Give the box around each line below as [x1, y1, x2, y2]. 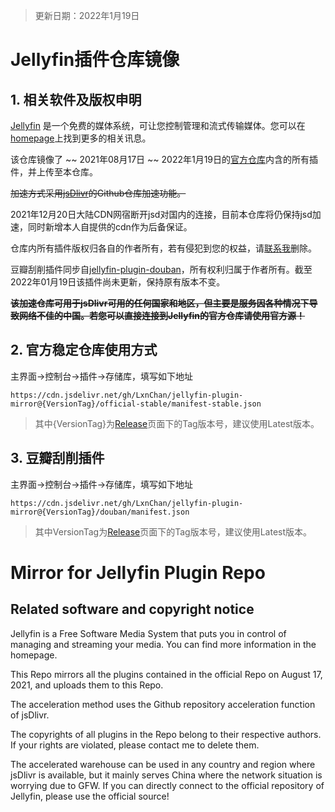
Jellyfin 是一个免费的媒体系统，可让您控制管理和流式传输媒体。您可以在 [10, 120, 306, 131]
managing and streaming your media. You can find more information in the [10, 638, 317, 650]
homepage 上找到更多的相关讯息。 [10, 132, 152, 144]
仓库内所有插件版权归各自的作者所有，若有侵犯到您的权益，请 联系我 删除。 [10, 242, 317, 254]
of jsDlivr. [10, 709, 50, 721]
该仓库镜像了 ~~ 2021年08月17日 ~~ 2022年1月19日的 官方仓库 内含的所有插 [10, 154, 319, 165]
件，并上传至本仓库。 [10, 166, 98, 178]
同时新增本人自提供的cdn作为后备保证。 [27, 221, 193, 233]
